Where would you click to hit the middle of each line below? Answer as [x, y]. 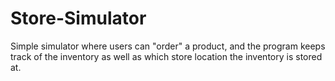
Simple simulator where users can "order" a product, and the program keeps [168, 46]
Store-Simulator [78, 18]
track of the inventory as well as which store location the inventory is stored [166, 56]
